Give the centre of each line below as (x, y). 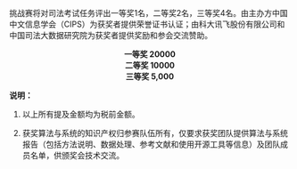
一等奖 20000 (150, 54)
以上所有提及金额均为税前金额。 (81, 114)
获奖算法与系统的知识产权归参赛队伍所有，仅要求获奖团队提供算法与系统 (155, 133)
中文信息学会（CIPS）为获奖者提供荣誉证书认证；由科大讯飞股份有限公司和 (147, 24)
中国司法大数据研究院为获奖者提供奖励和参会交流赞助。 (111, 35)
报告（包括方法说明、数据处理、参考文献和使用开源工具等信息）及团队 (151, 144)
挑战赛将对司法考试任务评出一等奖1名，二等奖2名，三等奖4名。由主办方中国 (148, 13)
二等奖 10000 (150, 65)
